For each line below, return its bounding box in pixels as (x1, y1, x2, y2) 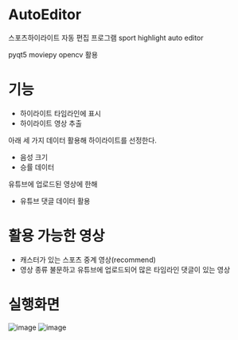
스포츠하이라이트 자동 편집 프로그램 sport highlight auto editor (8, 33, 205, 42)
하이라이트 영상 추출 (19, 118, 82, 128)
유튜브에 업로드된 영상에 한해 (8, 179, 98, 189)
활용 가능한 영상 (8, 227, 105, 245)
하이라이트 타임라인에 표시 (19, 108, 102, 118)
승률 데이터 (19, 162, 55, 172)
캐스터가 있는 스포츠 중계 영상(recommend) (19, 255, 157, 264)
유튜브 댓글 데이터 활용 (19, 196, 91, 205)
